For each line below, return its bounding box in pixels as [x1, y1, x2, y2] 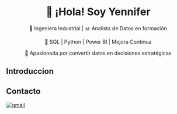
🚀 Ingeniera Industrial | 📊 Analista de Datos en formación [29, 24, 168, 31]
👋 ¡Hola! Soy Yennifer [46, 5, 151, 19]
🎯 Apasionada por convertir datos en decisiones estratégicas [25, 49, 172, 56]
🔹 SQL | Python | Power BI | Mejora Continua [44, 38, 152, 45]
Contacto [6, 86, 41, 96]
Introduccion [6, 66, 54, 76]
